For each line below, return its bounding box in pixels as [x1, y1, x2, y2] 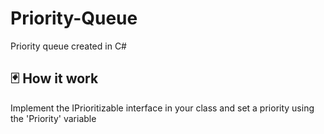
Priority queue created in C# [10, 40, 127, 52]
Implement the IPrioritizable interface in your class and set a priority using [10, 102, 315, 114]
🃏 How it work [10, 70, 99, 87]
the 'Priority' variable [10, 112, 97, 124]
